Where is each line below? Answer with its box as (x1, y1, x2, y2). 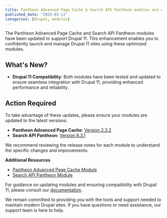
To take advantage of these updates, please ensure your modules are (5, 112, 148, 118)
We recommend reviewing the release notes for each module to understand (5, 142, 160, 148)
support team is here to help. (5, 208, 65, 213)
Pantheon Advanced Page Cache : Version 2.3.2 (12, 127, 112, 133)
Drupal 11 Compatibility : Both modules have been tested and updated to (12, 74, 161, 80)
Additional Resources (5, 157, 51, 163)
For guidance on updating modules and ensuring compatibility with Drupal (5, 182, 157, 188)
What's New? (5, 60, 48, 69)
